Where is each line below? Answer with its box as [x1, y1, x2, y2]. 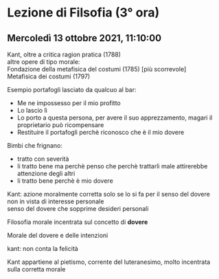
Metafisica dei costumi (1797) [7, 72, 91, 80]
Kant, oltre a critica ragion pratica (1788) [7, 50, 122, 58]
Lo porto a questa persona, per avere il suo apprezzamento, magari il [16, 113, 213, 122]
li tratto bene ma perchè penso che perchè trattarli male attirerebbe [16, 162, 208, 170]
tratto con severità [16, 155, 69, 163]
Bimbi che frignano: [7, 142, 63, 149]
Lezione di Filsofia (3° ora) [7, 5, 160, 21]
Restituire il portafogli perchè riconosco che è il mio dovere [16, 129, 185, 136]
